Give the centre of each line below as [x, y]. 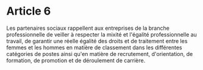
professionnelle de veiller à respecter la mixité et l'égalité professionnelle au [101, 34]
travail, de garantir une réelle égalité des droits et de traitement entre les [97, 41]
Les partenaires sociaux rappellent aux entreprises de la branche [88, 28]
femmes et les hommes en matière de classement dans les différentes [94, 47]
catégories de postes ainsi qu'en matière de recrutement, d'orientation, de [100, 54]
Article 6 [29, 11]
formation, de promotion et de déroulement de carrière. [76, 60]
